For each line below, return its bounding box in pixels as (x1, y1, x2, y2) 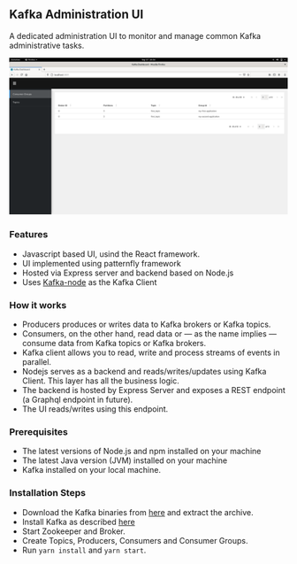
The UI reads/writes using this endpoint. (21, 403, 169, 414)
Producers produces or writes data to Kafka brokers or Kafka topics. (21, 319, 271, 329)
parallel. (21, 356, 51, 367)
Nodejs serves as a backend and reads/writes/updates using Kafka (21, 366, 267, 376)
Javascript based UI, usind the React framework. (21, 248, 201, 259)
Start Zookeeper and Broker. (21, 526, 126, 537)
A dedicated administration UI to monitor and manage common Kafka (9, 30, 262, 41)
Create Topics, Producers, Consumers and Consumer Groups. (21, 535, 249, 545)
